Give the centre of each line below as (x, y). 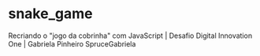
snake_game (50, 14)
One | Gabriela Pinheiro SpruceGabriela (72, 43)
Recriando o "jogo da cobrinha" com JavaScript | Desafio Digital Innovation (130, 35)
